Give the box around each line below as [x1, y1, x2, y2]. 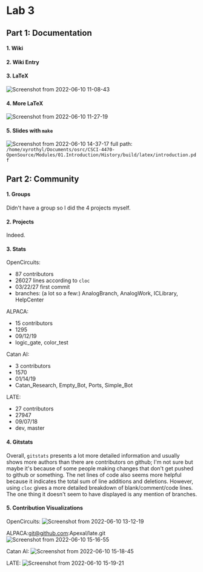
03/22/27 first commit [15, 283, 70, 291]
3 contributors [15, 363, 51, 370]
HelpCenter [15, 296, 44, 303]
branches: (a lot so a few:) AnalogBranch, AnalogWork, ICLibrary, [15, 290, 179, 297]
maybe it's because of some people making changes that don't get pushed [6, 464, 194, 472]
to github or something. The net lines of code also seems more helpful [6, 471, 182, 478]
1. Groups [6, 191, 31, 198]
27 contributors [15, 405, 54, 412]
